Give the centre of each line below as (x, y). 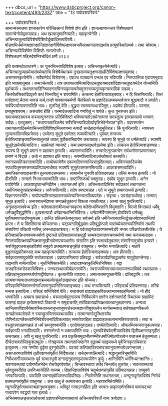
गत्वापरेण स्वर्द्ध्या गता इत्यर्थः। (28, 392)
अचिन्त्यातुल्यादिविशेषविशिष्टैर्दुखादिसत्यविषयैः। (40, 39)
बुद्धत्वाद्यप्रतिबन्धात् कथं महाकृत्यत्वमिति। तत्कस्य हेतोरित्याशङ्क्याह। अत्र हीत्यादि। (69, 252)
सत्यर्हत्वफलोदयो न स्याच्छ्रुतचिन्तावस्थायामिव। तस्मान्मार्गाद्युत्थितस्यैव (58, 314)
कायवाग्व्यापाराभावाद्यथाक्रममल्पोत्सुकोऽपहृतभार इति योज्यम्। (51, 280)
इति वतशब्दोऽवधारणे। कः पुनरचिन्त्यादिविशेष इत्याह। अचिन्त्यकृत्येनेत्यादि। (63, 66)
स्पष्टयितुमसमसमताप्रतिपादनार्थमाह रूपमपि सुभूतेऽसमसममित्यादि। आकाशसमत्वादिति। (71, 167)
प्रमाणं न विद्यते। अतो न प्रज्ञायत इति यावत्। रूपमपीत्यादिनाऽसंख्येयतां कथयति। (66, 156)
